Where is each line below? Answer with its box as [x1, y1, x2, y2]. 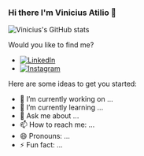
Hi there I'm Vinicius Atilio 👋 [8, 7, 116, 18]
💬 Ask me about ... [19, 111, 79, 121]
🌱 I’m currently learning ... [19, 102, 104, 113]
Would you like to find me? [8, 40, 94, 50]
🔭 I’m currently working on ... [19, 95, 113, 104]
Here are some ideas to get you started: [8, 79, 138, 89]
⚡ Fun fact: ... [19, 140, 63, 150]
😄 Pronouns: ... [19, 132, 71, 141]
